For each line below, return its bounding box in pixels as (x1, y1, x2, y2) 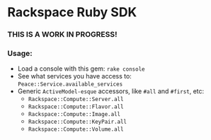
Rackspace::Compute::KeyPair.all (28, 118, 127, 126)
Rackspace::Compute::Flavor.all (28, 103, 124, 110)
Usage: (7, 49, 33, 59)
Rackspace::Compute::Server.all (28, 96, 124, 103)
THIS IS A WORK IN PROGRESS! (7, 30, 118, 40)
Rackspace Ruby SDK (7, 4, 137, 21)
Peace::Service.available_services (17, 81, 123, 88)
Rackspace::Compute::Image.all (28, 111, 121, 118)
